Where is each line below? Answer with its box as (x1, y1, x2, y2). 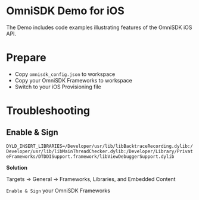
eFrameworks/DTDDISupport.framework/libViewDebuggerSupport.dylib (6, 153, 175, 160)
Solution (6, 164, 28, 171)
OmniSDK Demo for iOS (6, 4, 125, 18)
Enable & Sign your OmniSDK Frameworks (6, 187, 110, 194)
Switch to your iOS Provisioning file (14, 83, 101, 90)
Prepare (6, 51, 46, 65)
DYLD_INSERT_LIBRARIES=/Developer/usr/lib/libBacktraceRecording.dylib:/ (6, 143, 194, 149)
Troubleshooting (6, 104, 91, 118)
